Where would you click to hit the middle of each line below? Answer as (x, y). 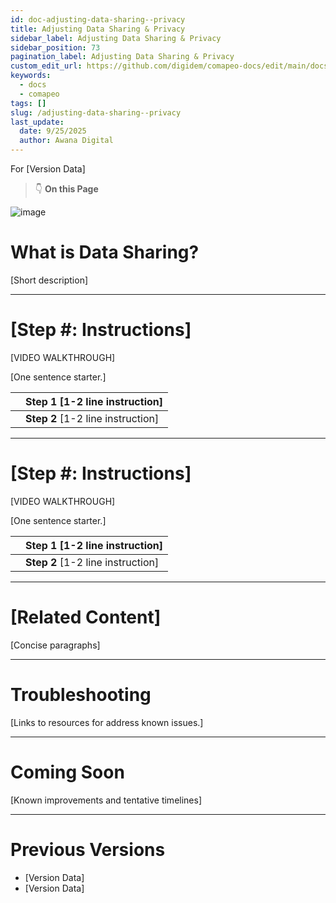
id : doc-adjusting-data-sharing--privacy (98, 19)
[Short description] (49, 280)
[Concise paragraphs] (55, 645)
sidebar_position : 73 (55, 47)
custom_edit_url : (46, 66)
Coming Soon (67, 772)
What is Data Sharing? (105, 252)
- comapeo (39, 94)
